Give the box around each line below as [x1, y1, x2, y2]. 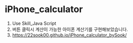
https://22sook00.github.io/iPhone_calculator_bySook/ [12, 32, 127, 38]
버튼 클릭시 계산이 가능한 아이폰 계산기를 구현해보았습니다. [12, 26, 128, 32]
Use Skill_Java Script [12, 20, 57, 26]
